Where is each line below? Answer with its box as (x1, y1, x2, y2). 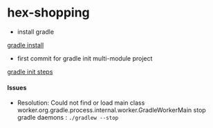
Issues (7, 83, 27, 92)
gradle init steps (7, 67, 53, 76)
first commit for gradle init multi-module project (17, 54, 153, 63)
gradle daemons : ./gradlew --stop (17, 114, 119, 122)
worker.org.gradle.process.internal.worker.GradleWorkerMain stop (17, 106, 206, 114)
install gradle (17, 28, 54, 36)
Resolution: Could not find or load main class (17, 98, 145, 107)
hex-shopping (7, 5, 90, 21)
